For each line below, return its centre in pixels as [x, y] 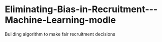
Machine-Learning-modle [60, 20]
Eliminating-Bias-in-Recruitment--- [81, 9]
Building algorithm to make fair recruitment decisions [60, 34]
